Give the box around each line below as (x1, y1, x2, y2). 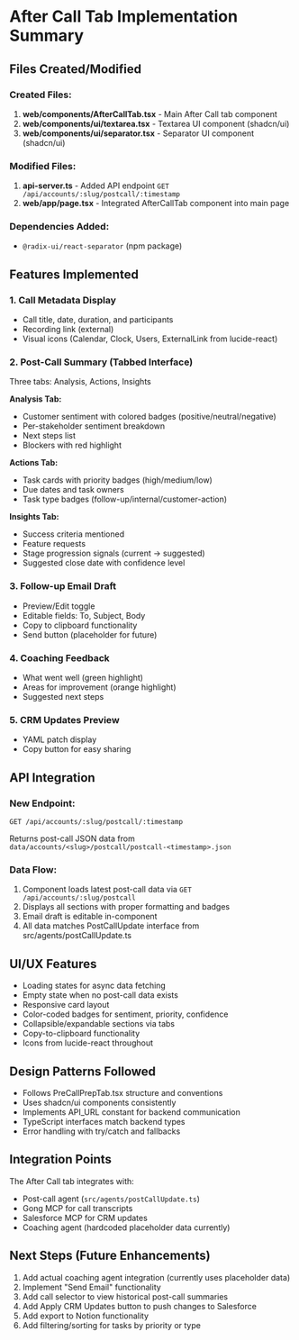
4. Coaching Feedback (9, 651, 110, 664)
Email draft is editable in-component (22, 911, 158, 922)
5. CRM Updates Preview (9, 713, 120, 726)
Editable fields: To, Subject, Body (22, 610, 146, 620)
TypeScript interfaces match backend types (22, 1116, 186, 1127)
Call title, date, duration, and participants (22, 314, 174, 325)
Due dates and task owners (22, 484, 124, 495)
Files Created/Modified (9, 61, 142, 77)
